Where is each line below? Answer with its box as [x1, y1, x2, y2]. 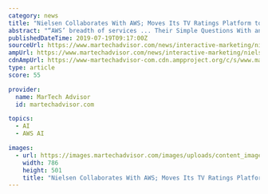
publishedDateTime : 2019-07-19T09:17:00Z [8, 34, 148, 42]
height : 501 [22, 166, 62, 174]
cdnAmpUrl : [8, 57, 45, 65]
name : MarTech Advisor [15, 93, 91, 101]
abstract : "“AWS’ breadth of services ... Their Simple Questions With [8, 26, 251, 34]
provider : [8, 85, 41, 93]
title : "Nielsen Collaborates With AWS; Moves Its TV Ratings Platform [8, 19, 251, 27]
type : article [8, 64, 56, 72]
